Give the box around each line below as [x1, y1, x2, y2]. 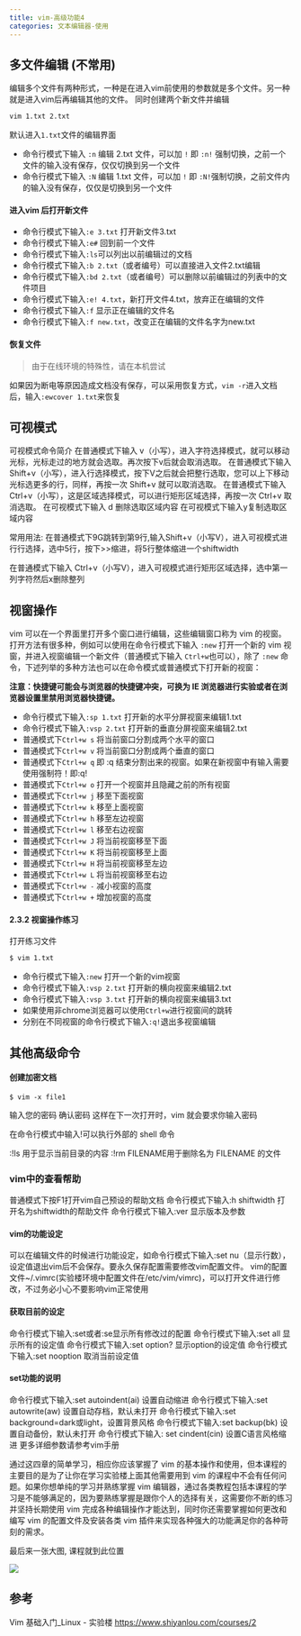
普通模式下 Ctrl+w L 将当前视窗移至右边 [22, 869, 168, 880]
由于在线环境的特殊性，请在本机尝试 [31, 360, 166, 371]
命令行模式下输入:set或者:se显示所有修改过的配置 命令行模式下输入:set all [9, 1328, 281, 1339]
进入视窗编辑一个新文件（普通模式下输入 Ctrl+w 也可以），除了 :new [32, 650, 279, 662]
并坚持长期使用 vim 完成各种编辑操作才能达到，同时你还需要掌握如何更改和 [9, 1504, 288, 1514]
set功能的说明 [9, 1373, 61, 1384]
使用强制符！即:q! [22, 768, 88, 779]
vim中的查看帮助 [9, 1172, 82, 1185]
